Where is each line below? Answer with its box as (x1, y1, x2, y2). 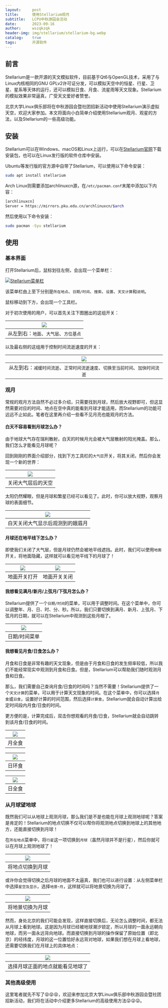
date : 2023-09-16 (5, 21, 55, 27)
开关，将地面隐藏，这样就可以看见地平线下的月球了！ (5, 553, 115, 559)
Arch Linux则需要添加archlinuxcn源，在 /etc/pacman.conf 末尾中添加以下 (5, 183, 153, 189)
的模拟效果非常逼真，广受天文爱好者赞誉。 (5, 93, 93, 99)
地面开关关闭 (42, 573, 73, 580)
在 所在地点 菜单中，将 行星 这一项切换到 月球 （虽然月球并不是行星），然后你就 (5, 837, 156, 843)
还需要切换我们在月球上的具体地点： (5, 942, 80, 948)
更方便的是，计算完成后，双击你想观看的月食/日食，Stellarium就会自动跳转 (5, 713, 159, 719)
